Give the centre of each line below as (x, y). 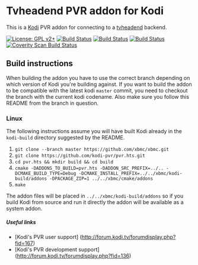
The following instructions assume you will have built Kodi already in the (94, 131)
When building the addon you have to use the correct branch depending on (98, 77)
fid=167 (24, 243)
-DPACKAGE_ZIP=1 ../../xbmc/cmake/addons (101, 179)
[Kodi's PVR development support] (57, 250)
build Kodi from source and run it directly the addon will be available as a (95, 202)
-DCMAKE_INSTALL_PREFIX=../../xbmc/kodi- (130, 174)
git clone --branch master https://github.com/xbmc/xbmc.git (92, 150)
